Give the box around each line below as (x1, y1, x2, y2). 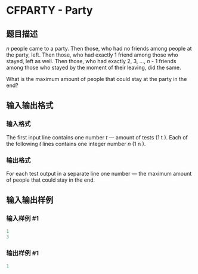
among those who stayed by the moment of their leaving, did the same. (6, 64, 181, 71)
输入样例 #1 (6, 214, 39, 223)
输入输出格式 (6, 101, 54, 111)
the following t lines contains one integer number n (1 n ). (6, 140, 146, 147)
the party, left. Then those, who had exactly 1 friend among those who (6, 51, 179, 58)
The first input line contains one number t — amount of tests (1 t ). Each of (6, 133, 188, 141)
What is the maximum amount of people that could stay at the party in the (6, 76, 187, 82)
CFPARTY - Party (6, 4, 93, 17)
